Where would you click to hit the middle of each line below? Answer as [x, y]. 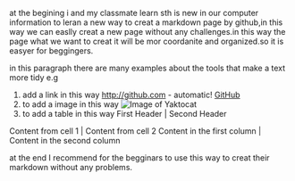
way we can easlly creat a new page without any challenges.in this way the [147, 32]
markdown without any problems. [71, 167]
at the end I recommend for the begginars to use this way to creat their [139, 158]
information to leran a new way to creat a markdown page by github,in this [146, 22]
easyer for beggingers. [51, 51]
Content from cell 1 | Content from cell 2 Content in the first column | [135, 131]
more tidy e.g [34, 78]
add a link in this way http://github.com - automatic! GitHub [131, 95]
